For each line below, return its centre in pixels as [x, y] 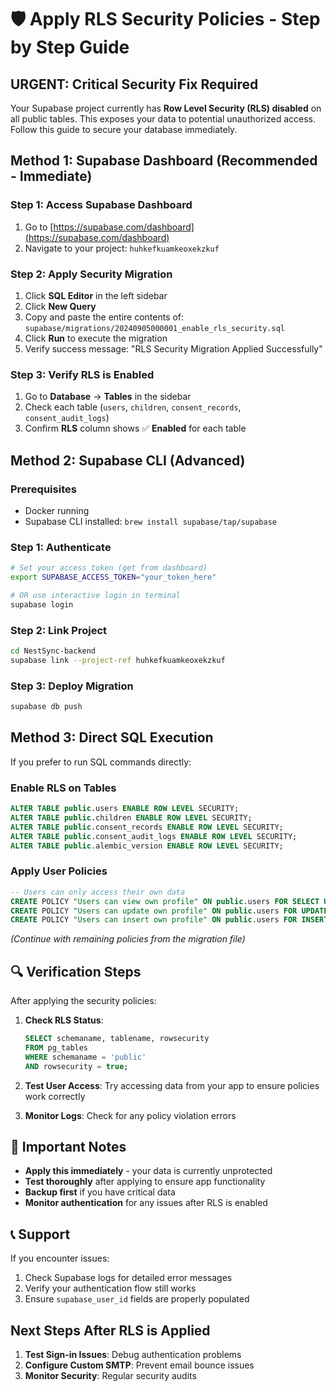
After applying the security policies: [83, 1001]
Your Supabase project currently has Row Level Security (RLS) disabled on [166, 108]
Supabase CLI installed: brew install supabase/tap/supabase [150, 521]
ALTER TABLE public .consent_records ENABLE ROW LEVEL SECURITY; [147, 827]
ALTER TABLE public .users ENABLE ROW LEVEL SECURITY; [125, 809]
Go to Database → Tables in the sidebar [108, 397]
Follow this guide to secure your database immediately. [124, 129]
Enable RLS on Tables [63, 788]
